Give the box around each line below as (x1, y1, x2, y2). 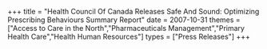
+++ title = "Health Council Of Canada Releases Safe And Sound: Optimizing (7, 7, 260, 16)
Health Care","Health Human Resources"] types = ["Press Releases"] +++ (7, 32, 251, 41)
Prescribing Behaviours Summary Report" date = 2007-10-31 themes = (7, 15, 241, 24)
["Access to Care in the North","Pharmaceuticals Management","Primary (7, 24, 245, 32)
